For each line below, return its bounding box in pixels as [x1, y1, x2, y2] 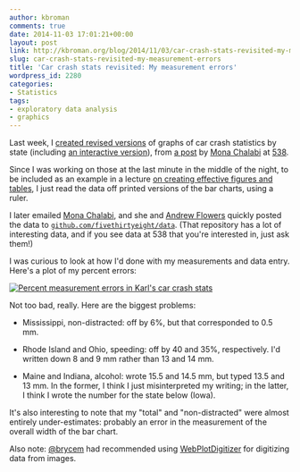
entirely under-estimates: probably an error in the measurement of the [9, 417, 268, 427]
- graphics [9, 113, 50, 122]
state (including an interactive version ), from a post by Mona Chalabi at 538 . [9, 147, 289, 157]
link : [9, 46, 29, 55]
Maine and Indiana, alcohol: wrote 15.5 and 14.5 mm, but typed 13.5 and [21, 371, 286, 382]
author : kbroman [9, 13, 70, 22]
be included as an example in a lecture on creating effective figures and [9, 173, 273, 184]
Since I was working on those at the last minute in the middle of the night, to [9, 164, 288, 175]
